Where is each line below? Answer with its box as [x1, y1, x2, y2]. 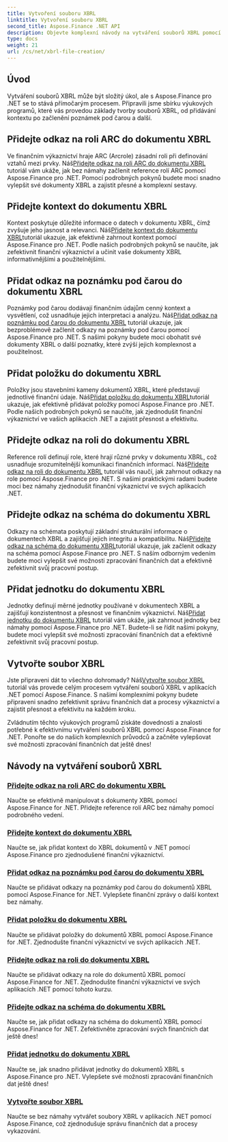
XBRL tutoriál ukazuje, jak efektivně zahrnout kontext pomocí [7, 234, 177, 242]
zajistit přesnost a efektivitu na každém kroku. [7, 705, 137, 713]
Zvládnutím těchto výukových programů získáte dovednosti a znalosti [7, 719, 203, 727]
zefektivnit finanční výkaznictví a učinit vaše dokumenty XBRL [7, 248, 182, 256]
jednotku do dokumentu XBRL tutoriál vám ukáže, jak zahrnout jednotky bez [7, 616, 221, 624]
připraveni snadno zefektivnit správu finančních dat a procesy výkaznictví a [7, 698, 220, 706]
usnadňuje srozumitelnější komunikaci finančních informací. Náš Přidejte [7, 460, 210, 468]
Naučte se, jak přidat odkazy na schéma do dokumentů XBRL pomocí [7, 1018, 202, 1026]
